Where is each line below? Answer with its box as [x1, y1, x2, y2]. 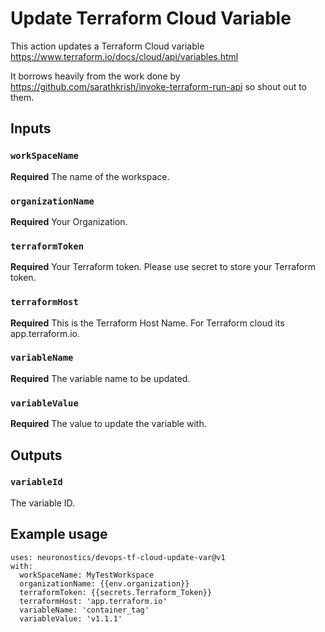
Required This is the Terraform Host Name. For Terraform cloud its [10, 317, 285, 329]
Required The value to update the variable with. [10, 418, 207, 430]
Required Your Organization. [10, 215, 128, 227]
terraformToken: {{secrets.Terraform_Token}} [19, 587, 213, 597]
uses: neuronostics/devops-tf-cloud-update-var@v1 [10, 552, 226, 562]
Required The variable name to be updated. [10, 372, 191, 384]
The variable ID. [10, 497, 76, 509]
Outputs [10, 447, 63, 464]
